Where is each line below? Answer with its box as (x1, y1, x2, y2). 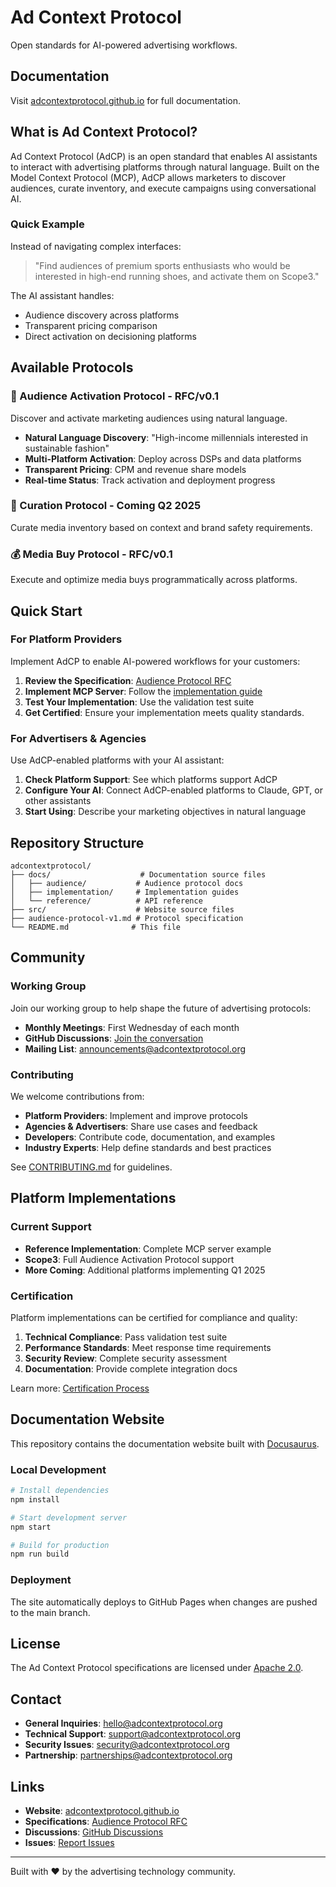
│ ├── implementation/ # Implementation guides (10, 887, 240, 897)
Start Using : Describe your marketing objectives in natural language (24, 806, 307, 818)
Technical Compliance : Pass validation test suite (24, 1331, 228, 1343)
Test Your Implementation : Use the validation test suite (24, 696, 255, 708)
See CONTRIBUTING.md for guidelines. (10, 1161, 173, 1173)
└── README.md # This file (10, 922, 182, 932)
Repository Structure (10, 834, 145, 851)
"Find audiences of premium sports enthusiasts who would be (34, 259, 291, 271)
